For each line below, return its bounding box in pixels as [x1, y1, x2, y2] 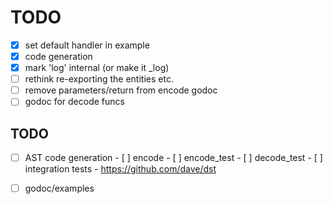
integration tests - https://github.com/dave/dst [24, 163, 217, 175]
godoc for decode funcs [24, 96, 125, 108]
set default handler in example [24, 39, 150, 51]
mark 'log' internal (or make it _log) [24, 62, 170, 74]
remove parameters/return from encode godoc [24, 84, 218, 96]
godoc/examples [24, 182, 95, 195]
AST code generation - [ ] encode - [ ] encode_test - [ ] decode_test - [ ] [24, 152, 323, 164]
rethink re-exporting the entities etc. [24, 73, 174, 85]
